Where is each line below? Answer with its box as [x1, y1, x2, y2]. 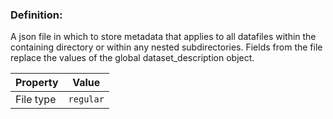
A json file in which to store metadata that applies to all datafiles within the [10, 31, 317, 43]
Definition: [10, 8, 63, 22]
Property [15, 76, 59, 90]
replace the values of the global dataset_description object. [10, 52, 255, 64]
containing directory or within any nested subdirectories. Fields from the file [10, 41, 323, 53]
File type [15, 93, 57, 107]
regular [68, 94, 105, 105]
